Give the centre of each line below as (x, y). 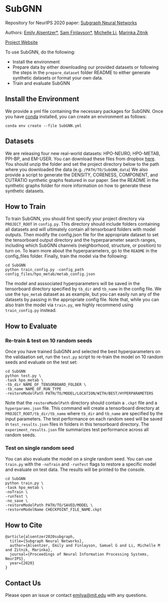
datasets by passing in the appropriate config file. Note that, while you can (82, 300)
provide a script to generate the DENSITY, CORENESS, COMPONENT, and (81, 175)
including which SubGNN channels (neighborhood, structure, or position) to (83, 245)
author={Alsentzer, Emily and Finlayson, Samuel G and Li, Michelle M (85, 546)
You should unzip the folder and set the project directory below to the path (82, 164)
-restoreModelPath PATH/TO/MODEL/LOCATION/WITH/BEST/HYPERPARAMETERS (79, 393)
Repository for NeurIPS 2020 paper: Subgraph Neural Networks (71, 23)
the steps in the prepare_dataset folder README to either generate (81, 72)
